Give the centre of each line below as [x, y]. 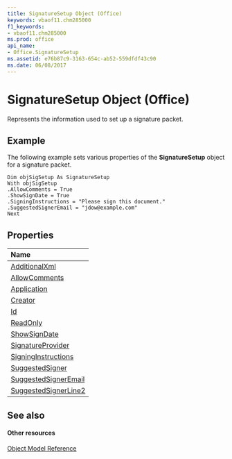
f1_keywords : [26, 26]
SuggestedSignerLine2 [48, 391]
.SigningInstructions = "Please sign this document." [87, 202]
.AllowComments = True [40, 190]
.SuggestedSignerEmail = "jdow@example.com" [72, 208]
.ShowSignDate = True [38, 196]
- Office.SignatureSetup [43, 53]
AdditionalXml [34, 267]
